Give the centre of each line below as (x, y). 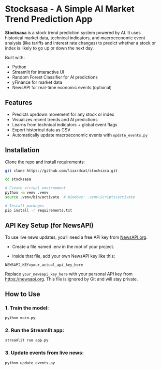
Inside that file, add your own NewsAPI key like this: (63, 256)
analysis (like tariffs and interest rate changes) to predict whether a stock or (80, 43)
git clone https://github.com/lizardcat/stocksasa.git (61, 170)
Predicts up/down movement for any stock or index (63, 114)
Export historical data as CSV (41, 130)
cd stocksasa (18, 179)
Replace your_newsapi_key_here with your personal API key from (69, 274)
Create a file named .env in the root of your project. (63, 247)
